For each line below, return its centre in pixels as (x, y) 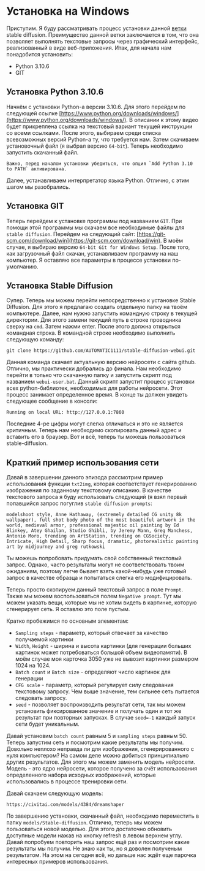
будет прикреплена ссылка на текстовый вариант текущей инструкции (99, 126)
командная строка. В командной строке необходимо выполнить (91, 333)
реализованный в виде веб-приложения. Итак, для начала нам (89, 48)
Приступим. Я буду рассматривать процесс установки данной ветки (96, 28)
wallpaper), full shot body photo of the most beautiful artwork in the (101, 520)
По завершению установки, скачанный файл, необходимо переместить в (103, 816)
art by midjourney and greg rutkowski (56, 547)
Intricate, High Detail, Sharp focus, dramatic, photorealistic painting (102, 542)
